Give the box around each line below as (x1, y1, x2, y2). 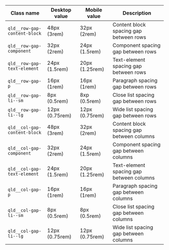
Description (122, 10, 151, 17)
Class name (11, 10, 40, 17)
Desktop (50, 7, 71, 13)
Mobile (85, 7, 102, 13)
